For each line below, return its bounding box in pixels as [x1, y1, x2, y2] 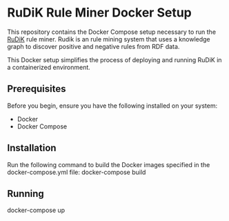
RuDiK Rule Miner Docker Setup [7, 5, 192, 21]
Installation [7, 142, 57, 154]
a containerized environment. [7, 63, 91, 71]
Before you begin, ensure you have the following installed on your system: [7, 102, 218, 110]
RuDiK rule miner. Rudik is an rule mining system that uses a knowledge [7, 35, 210, 43]
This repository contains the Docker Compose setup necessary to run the [7, 28, 216, 36]
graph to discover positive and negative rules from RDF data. [7, 42, 180, 50]
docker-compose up [7, 206, 66, 215]
